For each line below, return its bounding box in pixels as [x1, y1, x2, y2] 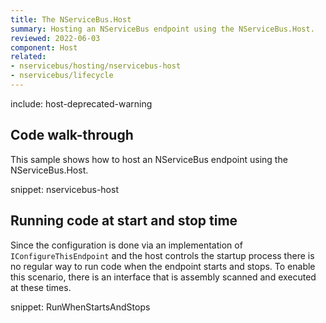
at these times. [10, 281, 72, 293]
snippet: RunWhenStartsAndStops [10, 301, 151, 313]
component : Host [10, 42, 78, 53]
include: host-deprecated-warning [10, 97, 153, 110]
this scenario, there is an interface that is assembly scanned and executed [10, 271, 317, 283]
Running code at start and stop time [10, 212, 238, 230]
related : [10, 52, 47, 62]
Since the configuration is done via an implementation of [10, 239, 243, 251]
